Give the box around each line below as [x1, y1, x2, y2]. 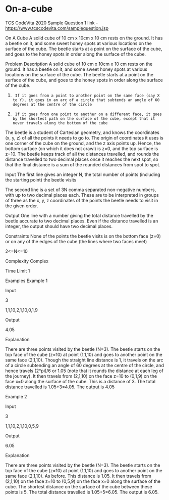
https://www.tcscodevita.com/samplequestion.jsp [5, 25, 109, 31]
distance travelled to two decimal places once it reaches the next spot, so [5, 156, 158, 162]
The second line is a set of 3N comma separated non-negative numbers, [5, 187, 156, 193]
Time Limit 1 [5, 267, 30, 274]
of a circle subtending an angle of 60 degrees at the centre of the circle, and [5, 362, 164, 368]
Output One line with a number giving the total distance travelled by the [5, 212, 154, 218]
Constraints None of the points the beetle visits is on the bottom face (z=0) [5, 233, 161, 239]
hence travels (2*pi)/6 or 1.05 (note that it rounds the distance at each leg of [5, 368, 164, 374]
